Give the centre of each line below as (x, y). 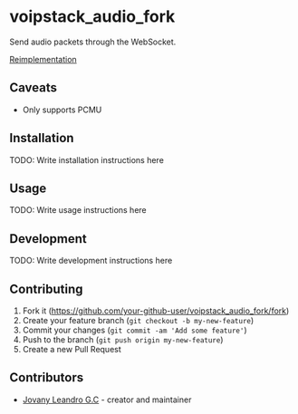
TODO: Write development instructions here (91, 261)
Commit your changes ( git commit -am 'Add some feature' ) (135, 330)
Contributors (47, 378)
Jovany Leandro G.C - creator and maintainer (107, 400)
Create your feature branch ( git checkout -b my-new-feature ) (138, 320)
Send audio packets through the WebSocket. (93, 42)
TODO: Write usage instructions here (78, 210)
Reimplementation (43, 59)
